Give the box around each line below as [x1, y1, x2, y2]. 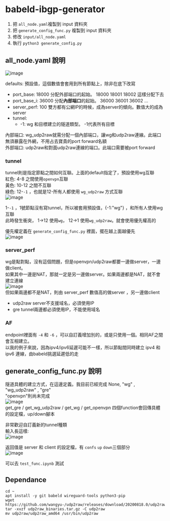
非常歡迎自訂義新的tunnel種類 [5, 422, 67, 428]
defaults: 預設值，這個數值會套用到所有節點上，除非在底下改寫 [5, 80, 136, 87]
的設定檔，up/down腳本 [5, 411, 55, 417]
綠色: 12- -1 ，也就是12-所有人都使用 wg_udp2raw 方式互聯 [5, 189, 123, 195]
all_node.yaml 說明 [5, 56, 66, 65]
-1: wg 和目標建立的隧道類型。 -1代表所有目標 [20, 121, 115, 127]
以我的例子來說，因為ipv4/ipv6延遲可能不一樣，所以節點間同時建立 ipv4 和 [5, 344, 161, 350]
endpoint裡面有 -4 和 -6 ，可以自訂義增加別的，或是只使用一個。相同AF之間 [5, 331, 163, 338]
